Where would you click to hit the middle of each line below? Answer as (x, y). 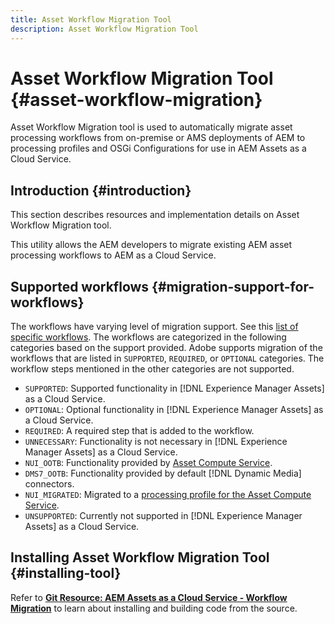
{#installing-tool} (66, 573)
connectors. (49, 484)
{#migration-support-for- (233, 286)
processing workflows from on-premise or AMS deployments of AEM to (158, 138)
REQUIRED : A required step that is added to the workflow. (139, 431)
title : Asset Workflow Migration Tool (91, 19)
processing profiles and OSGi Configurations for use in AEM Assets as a (158, 148)
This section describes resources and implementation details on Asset (155, 215)
